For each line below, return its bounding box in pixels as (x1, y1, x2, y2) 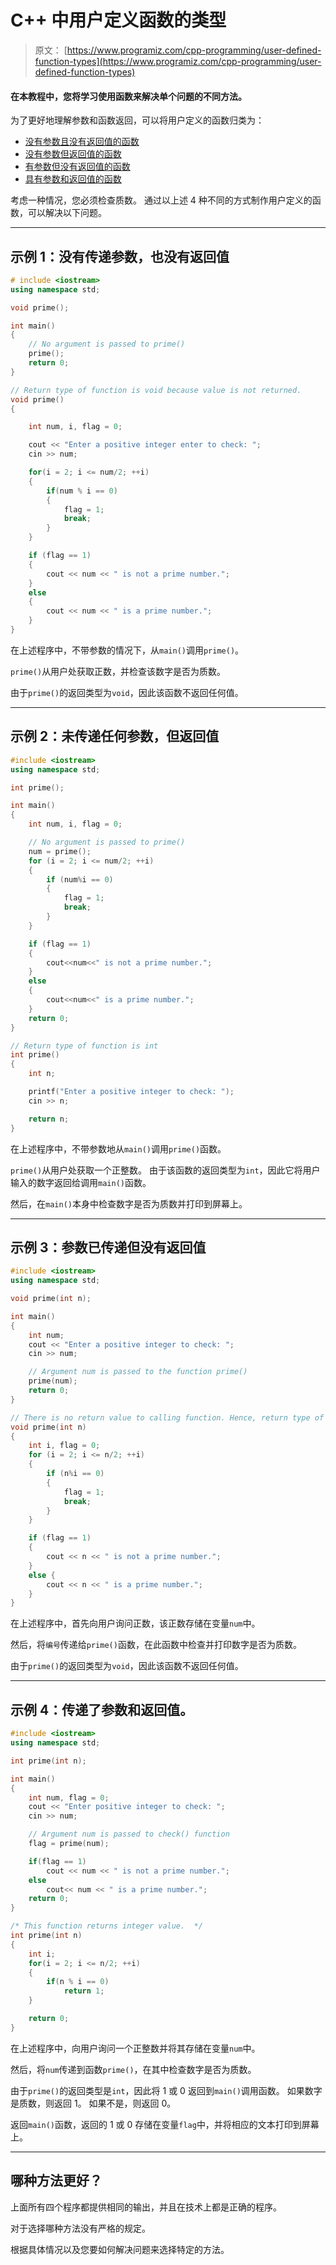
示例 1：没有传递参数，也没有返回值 (10, 248, 230, 265)
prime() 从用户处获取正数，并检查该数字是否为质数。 (10, 665, 227, 677)
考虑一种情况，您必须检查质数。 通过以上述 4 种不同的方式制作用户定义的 (10, 194, 313, 206)
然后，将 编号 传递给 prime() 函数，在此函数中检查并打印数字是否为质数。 (10, 1639, 302, 1651)
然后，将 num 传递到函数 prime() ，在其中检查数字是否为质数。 (10, 2063, 257, 2075)
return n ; (28, 1114, 70, 1124)
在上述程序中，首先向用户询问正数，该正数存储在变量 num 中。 (10, 1617, 261, 1630)
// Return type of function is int (10, 1041, 159, 1051)
